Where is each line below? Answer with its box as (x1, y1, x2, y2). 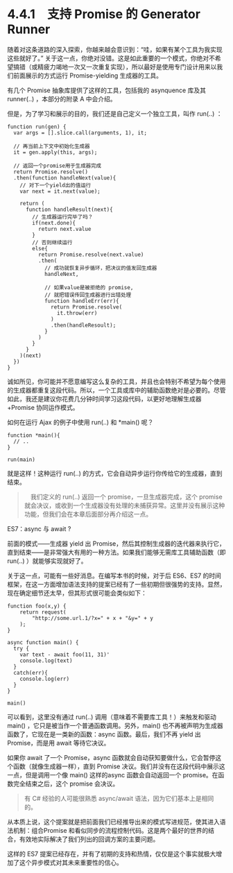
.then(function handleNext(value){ (13, 174, 116, 181)
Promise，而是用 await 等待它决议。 (7, 738, 110, 747)
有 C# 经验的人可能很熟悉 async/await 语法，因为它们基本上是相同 (24, 794, 214, 802)
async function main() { (7, 639, 79, 646)
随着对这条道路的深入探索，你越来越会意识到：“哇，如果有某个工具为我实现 (7, 45, 223, 53)
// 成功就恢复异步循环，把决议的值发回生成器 (44, 264, 157, 271)
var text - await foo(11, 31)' (19, 651, 110, 658)
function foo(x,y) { (7, 603, 67, 610)
